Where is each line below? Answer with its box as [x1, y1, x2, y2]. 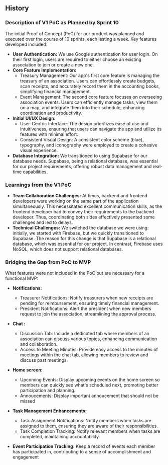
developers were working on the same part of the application [12, 198, 139, 204]
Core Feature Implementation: [12, 67, 77, 73]
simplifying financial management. [20, 88, 91, 95]
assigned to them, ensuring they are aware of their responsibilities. [20, 423, 158, 429]
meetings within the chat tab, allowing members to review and [20, 352, 148, 358]
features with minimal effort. [20, 131, 79, 137]
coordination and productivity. [20, 110, 82, 116]
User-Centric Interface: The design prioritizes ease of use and [20, 120, 149, 126]
